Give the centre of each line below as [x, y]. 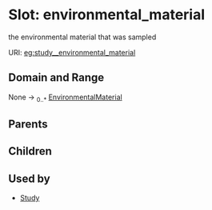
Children [30, 151]
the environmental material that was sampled [82, 37]
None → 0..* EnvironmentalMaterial [65, 98]
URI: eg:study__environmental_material [72, 52]
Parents [28, 124]
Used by [29, 178]
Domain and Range [56, 78]
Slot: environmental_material [107, 15]
